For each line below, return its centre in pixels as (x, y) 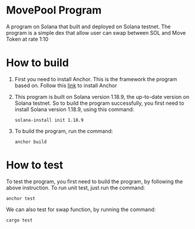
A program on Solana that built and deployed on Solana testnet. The (88, 26)
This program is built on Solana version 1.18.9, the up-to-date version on (102, 97)
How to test (35, 165)
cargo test (19, 220)
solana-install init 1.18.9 (49, 120)
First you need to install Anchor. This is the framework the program (96, 79)
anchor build (31, 142)
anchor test (21, 198)
